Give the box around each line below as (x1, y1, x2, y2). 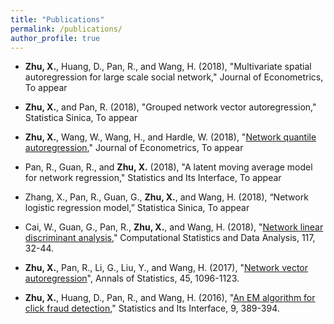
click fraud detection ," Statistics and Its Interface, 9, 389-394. (24, 302, 280, 315)
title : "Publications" (10, 14, 105, 25)
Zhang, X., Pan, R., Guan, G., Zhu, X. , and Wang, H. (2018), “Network (24, 191, 309, 203)
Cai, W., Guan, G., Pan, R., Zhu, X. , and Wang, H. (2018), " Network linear (24, 221, 324, 233)
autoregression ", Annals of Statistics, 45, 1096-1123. (24, 272, 240, 285)
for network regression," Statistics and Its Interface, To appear (24, 172, 282, 184)
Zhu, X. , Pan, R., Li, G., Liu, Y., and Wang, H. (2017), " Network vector (24, 262, 309, 274)
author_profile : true (10, 33, 101, 43)
